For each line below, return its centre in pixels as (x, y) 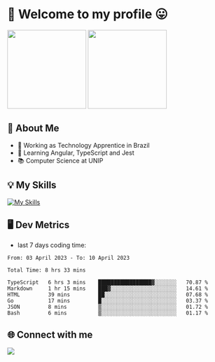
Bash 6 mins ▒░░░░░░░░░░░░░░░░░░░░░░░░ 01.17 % (108, 313)
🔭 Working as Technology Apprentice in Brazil (83, 145)
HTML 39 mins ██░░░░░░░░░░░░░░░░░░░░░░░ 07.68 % (108, 295)
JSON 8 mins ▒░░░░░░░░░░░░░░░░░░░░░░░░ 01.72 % (108, 307)
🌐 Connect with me (50, 334)
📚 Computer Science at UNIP (60, 160)
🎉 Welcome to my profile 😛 (88, 14)
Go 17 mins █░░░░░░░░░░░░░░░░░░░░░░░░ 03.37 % (108, 301)
